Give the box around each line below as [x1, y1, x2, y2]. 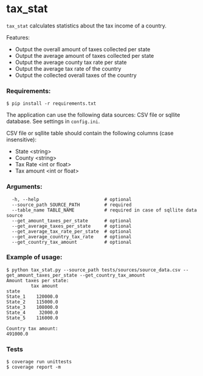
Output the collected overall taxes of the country [15, 71, 137, 79]
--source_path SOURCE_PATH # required [12, 202, 132, 208]
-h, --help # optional [12, 196, 132, 202]
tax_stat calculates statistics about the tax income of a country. [6, 22, 167, 29]
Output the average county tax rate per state [15, 59, 127, 66]
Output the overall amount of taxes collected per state [15, 45, 151, 53]
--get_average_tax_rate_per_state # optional [12, 228, 132, 235]
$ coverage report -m [6, 364, 61, 371]
